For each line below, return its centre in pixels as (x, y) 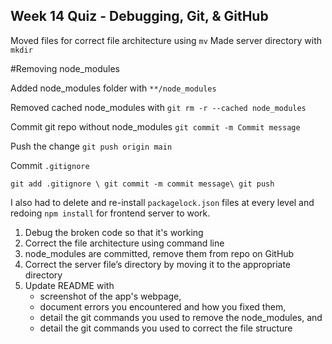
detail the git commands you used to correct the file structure (166, 328)
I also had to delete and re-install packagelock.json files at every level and (162, 202)
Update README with (69, 285)
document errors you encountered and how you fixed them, (163, 306)
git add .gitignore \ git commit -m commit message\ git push (142, 184)
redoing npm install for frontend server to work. (110, 213)
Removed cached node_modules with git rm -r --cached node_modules (158, 107)
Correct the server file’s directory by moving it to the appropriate (158, 264)
